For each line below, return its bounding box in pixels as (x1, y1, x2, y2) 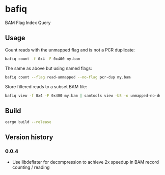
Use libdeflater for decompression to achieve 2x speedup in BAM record (12, 159, 159, 165)
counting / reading (12, 164, 50, 170)
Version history (5, 133, 54, 142)
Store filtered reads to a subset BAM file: (5, 83, 87, 89)
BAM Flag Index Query (5, 20, 51, 25)
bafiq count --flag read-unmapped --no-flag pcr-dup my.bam (5, 75, 131, 79)
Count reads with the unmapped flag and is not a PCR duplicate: (5, 47, 135, 52)
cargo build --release (5, 120, 52, 125)
